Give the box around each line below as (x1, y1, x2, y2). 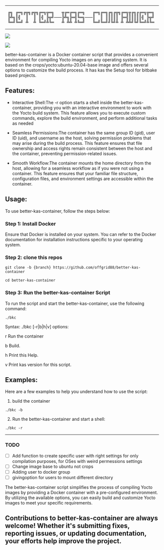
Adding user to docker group (12, 469, 71, 475)
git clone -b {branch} (5, 265, 51, 270)
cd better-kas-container (5, 278, 56, 283)
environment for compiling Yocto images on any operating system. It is (5, 57, 147, 63)
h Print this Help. (5, 352, 39, 358)
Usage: (5, 195, 28, 204)
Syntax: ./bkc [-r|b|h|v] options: (5, 323, 69, 329)
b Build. (5, 343, 20, 348)
